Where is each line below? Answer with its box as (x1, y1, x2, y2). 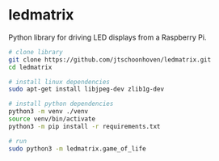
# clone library (8, 48, 63, 56)
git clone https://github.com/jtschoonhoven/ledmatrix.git (8, 55, 212, 64)
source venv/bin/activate (8, 115, 95, 123)
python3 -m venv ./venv (8, 108, 89, 116)
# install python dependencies (8, 100, 114, 108)
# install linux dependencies (8, 78, 111, 86)
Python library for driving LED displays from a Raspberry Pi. (8, 32, 207, 42)
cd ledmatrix (8, 63, 53, 71)
